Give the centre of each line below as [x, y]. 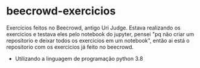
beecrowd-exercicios [61, 11]
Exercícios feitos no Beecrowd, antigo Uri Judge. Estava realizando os [93, 28]
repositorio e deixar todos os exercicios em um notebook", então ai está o [98, 40]
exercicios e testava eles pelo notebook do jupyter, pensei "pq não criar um [100, 34]
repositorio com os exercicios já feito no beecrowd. [70, 47]
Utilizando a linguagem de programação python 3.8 [79, 58]
